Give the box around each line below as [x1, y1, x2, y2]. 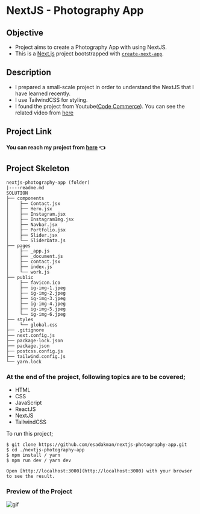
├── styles [6, 316, 34, 322]
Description [6, 67, 51, 78]
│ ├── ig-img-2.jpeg [6, 290, 66, 296]
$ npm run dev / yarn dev [6, 457, 71, 463]
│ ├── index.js [6, 263, 52, 270]
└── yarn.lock [6, 359, 42, 365]
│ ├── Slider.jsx [6, 232, 58, 238]
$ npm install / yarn [6, 452, 61, 458]
